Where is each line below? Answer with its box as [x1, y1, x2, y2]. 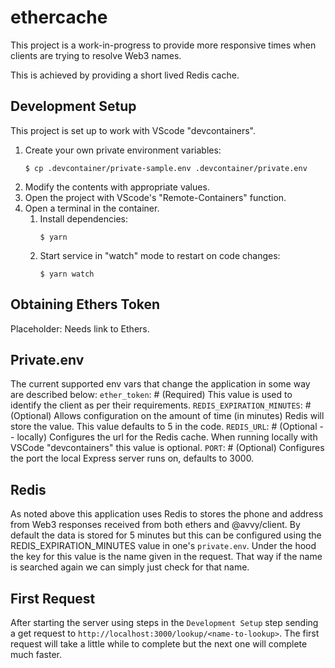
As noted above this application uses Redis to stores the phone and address [10, 508, 324, 520]
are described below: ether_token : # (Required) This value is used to [10, 389, 293, 401]
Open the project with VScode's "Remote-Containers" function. [24, 191, 287, 203]
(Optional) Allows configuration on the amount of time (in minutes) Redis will [10, 410, 325, 422]
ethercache [10, 6, 108, 29]
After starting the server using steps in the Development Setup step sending [10, 617, 319, 628]
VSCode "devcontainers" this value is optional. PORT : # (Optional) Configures [10, 442, 325, 454]
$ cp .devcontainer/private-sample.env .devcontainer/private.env [24, 163, 308, 173]
